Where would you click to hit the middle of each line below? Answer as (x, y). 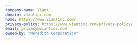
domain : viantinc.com (28, 15)
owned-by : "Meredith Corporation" (42, 33)
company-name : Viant (27, 10)
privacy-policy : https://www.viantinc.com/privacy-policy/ (69, 24)
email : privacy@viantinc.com (36, 29)
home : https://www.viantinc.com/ (41, 19)
